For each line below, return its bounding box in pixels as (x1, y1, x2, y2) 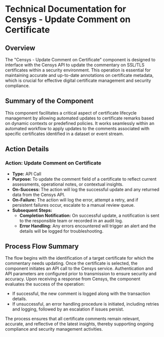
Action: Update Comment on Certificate (5, 160, 102, 167)
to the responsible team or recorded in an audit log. (19, 217, 123, 223)
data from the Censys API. (12, 192, 66, 197)
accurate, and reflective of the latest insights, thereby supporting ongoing (5, 321, 154, 327)
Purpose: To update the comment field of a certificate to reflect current (12, 176, 157, 182)
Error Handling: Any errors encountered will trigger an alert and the (19, 223, 156, 229)
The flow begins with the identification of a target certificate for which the (5, 255, 154, 261)
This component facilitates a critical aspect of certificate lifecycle (5, 110, 137, 116)
